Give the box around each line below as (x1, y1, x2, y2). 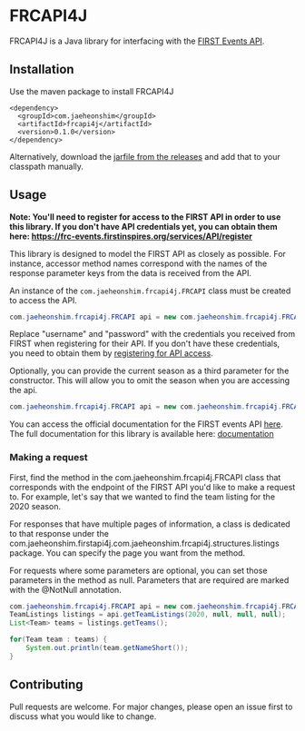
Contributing (9, 677, 84, 693)
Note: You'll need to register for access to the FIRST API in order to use (9, 211, 281, 222)
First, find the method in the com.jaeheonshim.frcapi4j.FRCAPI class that (9, 471, 281, 482)
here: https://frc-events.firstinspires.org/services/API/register (9, 231, 252, 242)
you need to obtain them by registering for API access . (9, 348, 213, 359)
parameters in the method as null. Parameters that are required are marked (9, 574, 290, 586)
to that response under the (9, 528, 109, 538)
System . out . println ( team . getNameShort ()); (25, 644, 189, 653)
